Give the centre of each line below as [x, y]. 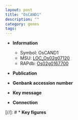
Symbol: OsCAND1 [39, 53]
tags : [11, 29]
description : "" [22, 19]
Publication [25, 73]
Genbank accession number [43, 83]
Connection [25, 103]
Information [25, 43]
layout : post [19, 10]
